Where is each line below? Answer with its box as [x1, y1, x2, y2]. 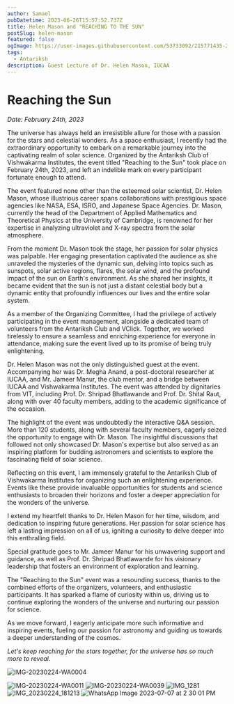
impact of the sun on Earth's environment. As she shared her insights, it [7, 274, 213, 282]
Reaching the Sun [7, 92, 111, 108]
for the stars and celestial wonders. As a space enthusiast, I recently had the [7, 136, 227, 144]
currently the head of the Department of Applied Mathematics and [7, 208, 197, 217]
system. [7, 296, 30, 304]
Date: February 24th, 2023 [7, 115, 84, 123]
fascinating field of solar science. [7, 455, 103, 463]
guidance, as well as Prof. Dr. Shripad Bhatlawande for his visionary [7, 554, 201, 563]
